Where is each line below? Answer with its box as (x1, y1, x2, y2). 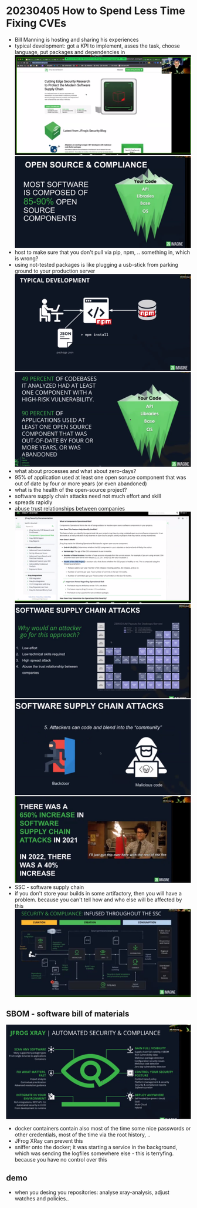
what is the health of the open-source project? (14, 486, 127, 494)
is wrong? (14, 254, 39, 262)
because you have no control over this (14, 1156, 107, 1163)
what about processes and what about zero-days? (14, 468, 137, 475)
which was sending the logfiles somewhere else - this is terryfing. (14, 1150, 174, 1157)
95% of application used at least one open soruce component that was (14, 474, 186, 481)
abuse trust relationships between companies (14, 505, 125, 512)
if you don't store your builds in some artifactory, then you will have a (14, 890, 182, 897)
